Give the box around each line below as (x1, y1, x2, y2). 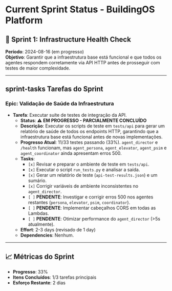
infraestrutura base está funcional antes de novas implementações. (20, 134, 163, 140)
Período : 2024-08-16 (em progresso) (5, 49, 84, 54)
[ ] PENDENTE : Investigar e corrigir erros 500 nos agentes (28, 194, 154, 200)
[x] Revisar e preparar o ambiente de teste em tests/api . (28, 161, 149, 167)
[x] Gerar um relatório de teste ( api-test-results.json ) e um (28, 172, 158, 178)
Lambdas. (28, 210, 49, 216)
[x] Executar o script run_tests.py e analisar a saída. (28, 166, 140, 173)
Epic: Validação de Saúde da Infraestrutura (5, 100, 114, 107)
